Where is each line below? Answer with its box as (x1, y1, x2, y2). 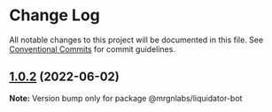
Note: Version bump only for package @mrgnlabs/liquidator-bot (9, 93, 243, 103)
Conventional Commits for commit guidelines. (9, 43, 175, 54)
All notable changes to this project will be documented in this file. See (9, 34, 264, 45)
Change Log (9, 5, 100, 26)
